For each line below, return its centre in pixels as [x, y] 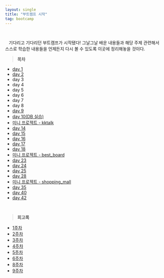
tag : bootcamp [20, 19]
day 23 [19, 160]
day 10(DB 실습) [28, 117]
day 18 [19, 149]
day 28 [19, 176]
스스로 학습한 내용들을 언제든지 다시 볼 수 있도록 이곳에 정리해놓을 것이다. [75, 49]
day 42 [19, 198]
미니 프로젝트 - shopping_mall [41, 182]
